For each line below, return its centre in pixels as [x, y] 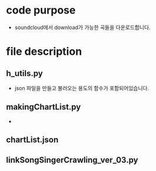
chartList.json [32, 140]
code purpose [41, 10]
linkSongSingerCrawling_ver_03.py [72, 160]
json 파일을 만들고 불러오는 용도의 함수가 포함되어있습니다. [82, 88]
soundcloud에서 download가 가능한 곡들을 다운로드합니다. [82, 27]
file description [44, 52]
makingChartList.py [44, 107]
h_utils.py [24, 73]
